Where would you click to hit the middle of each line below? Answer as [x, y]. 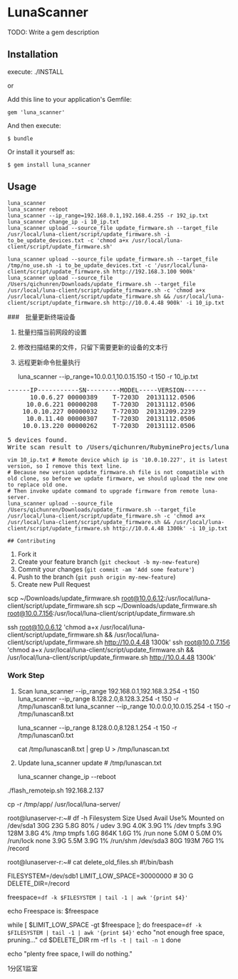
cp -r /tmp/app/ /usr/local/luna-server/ [64, 804]
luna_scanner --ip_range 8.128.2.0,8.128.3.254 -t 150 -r [98, 698]
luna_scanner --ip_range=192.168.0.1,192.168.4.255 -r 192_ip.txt [108, 215]
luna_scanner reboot [38, 209]
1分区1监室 [22, 968]
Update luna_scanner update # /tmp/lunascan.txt [89, 763]
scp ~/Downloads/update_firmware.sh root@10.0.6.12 [86, 598]
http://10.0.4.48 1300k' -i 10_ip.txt [170, 528]
